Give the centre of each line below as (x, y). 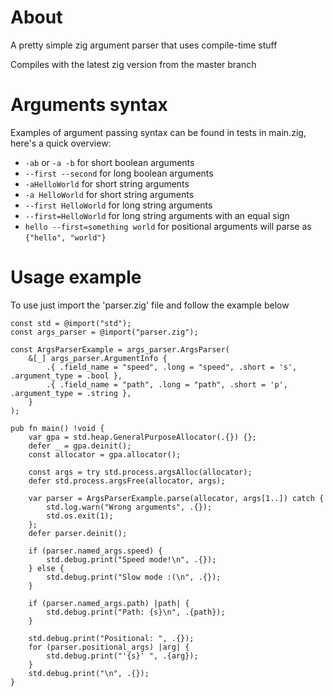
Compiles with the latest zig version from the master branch (133, 64)
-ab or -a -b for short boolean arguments (109, 162)
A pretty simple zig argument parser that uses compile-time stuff (144, 45)
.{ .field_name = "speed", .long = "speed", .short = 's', (172, 367)
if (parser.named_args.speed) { (95, 551)
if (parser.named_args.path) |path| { (109, 603)
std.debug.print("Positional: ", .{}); (111, 638)
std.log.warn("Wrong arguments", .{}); (129, 507)
